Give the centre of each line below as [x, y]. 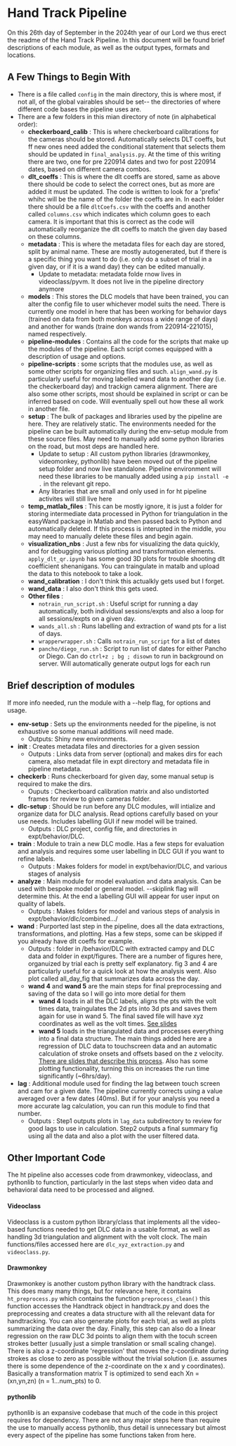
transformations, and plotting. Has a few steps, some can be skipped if [120, 933]
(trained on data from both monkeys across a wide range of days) [123, 319]
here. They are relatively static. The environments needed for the [122, 424]
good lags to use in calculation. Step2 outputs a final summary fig [123, 1128]
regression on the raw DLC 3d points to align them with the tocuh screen [112, 1336]
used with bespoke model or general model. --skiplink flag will [108, 888]
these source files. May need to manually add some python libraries [126, 439]
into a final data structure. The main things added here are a [125, 1038]
